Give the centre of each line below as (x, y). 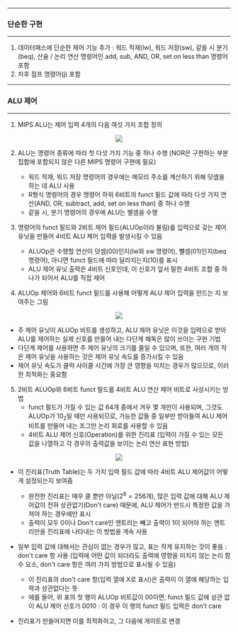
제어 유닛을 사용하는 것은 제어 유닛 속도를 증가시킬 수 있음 (104, 356)
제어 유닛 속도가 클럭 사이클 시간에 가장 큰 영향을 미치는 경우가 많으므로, (117, 365)
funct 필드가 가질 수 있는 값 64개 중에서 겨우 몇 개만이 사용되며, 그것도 (125, 407)
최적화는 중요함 (46, 374)
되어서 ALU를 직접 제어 (73, 278)
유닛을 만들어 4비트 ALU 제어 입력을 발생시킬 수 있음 (90, 236)
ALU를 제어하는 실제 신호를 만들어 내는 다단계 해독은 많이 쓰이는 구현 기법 (119, 339)
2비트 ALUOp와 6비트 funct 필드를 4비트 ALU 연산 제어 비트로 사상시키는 (119, 389)
